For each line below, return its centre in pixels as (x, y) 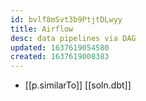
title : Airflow (42, 29)
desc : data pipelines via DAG (73, 38)
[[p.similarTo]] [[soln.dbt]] (78, 85)
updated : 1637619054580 (60, 47)
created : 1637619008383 (60, 57)
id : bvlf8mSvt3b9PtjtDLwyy (66, 19)
